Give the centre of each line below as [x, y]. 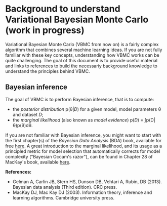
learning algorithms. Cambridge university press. [64, 197]
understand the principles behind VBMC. [48, 71]
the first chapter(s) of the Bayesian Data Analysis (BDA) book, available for [83, 140]
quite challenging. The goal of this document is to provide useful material [81, 60]
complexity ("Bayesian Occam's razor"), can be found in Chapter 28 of [79, 156]
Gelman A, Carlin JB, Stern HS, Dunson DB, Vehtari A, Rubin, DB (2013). [87, 181]
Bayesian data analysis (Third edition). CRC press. [65, 187]
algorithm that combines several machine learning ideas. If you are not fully [84, 50]
